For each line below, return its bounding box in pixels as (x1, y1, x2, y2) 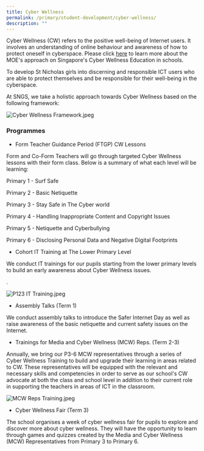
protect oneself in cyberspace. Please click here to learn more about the (6, 50, 188, 57)
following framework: (6, 99, 60, 107)
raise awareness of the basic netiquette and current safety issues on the (6, 320, 188, 327)
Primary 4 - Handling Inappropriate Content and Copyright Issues (6, 212, 171, 220)
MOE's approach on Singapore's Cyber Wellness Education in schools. (6, 56, 184, 64)
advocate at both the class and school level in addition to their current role (6, 376, 193, 383)
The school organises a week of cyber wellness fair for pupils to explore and (6, 418, 198, 425)
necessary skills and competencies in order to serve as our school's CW (6, 370, 188, 377)
